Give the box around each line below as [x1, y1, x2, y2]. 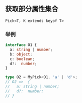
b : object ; [10, 51, 33, 56]
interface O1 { [5, 42, 37, 47]
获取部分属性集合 [5, 4, 58, 13]
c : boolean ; [10, 56, 35, 61]
